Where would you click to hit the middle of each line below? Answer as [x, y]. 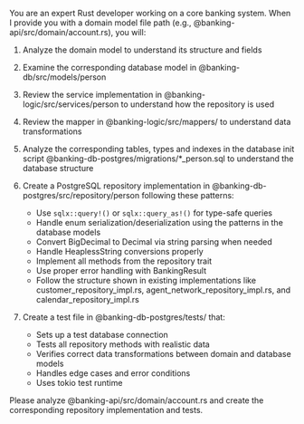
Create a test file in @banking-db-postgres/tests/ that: [124, 317]
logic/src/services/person [71, 104]
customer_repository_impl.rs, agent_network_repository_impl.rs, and [163, 290]
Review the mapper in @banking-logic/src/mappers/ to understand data [157, 122]
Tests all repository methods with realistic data [123, 344]
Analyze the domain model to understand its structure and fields [142, 50]
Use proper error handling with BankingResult [121, 270]
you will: [131, 32]
